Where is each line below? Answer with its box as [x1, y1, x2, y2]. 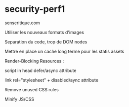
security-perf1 [4, 3, 65, 15]
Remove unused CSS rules [4, 86, 59, 92]
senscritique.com [4, 20, 40, 26]
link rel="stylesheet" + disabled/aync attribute [4, 77, 98, 83]
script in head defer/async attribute [4, 68, 77, 73]
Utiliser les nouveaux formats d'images [4, 29, 85, 35]
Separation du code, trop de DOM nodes [4, 38, 87, 45]
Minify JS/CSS [4, 96, 34, 102]
